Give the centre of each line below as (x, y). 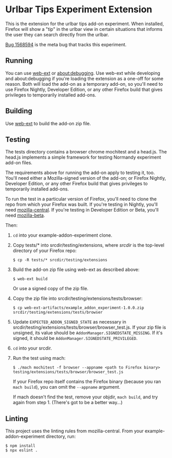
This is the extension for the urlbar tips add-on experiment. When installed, (85, 24)
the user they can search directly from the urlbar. (57, 34)
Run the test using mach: (39, 358)
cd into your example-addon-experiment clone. (62, 235)
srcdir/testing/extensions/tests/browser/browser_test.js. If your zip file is (89, 328)
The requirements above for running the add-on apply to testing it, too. (80, 173)
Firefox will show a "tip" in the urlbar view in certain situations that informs (84, 29)
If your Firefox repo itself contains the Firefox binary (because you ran (87, 381)
